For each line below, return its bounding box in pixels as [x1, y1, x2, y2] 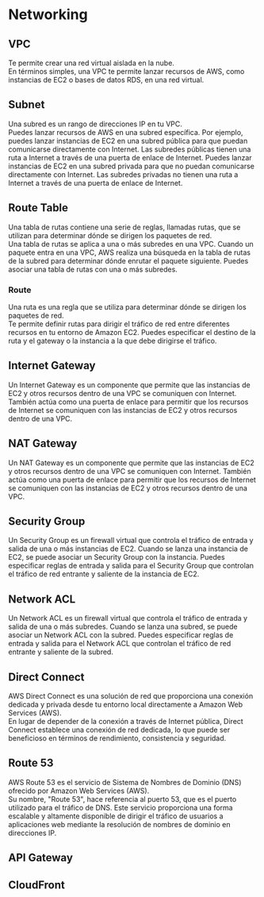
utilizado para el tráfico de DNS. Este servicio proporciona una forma [8, 803, 233, 812]
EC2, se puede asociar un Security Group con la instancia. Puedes [8, 552, 225, 562]
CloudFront [8, 878, 66, 891]
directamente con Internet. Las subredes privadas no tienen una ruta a [8, 169, 239, 179]
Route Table [8, 201, 69, 215]
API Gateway [8, 851, 74, 864]
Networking [8, 6, 89, 24]
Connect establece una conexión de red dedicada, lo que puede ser [8, 725, 231, 734]
